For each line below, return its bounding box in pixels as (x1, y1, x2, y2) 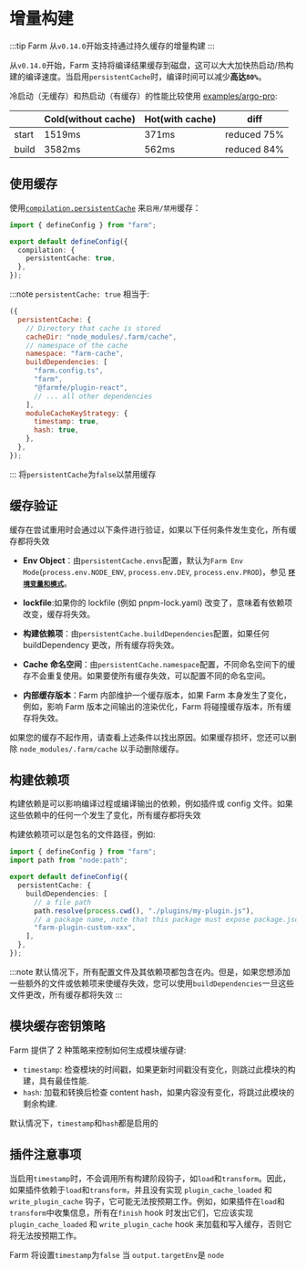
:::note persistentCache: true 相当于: (9, 288, 150, 299)
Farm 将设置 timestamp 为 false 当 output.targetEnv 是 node (9, 1249, 225, 1260)
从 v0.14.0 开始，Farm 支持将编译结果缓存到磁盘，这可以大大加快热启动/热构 (9, 59, 294, 70)
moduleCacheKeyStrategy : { (25, 408, 128, 418)
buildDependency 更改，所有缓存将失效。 (22, 639, 179, 650)
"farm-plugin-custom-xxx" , (33, 923, 137, 932)
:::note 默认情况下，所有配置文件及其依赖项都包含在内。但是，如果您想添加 (9, 966, 291, 977)
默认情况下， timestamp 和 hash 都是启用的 (9, 1117, 159, 1128)
